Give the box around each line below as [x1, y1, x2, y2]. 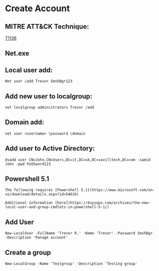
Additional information [5, 200, 53, 205]
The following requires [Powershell [5, 188, 79, 193]
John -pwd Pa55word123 [5, 161, 51, 166]
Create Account [5, 3, 70, 14]
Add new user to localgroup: [5, 92, 93, 100]
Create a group [5, 248, 51, 256]
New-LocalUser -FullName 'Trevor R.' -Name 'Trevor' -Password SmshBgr [5, 231, 153, 236]
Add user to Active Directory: [5, 144, 95, 153]
